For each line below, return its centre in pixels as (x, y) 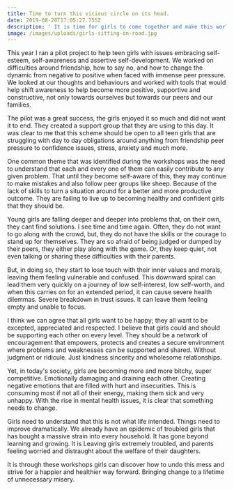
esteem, (19, 61)
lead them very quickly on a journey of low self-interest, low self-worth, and (116, 285)
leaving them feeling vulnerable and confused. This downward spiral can (111, 277)
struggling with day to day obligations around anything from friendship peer (116, 141)
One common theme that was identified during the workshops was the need (116, 162)
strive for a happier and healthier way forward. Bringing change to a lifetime (116, 472)
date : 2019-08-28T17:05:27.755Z (54, 20)
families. (19, 105)
